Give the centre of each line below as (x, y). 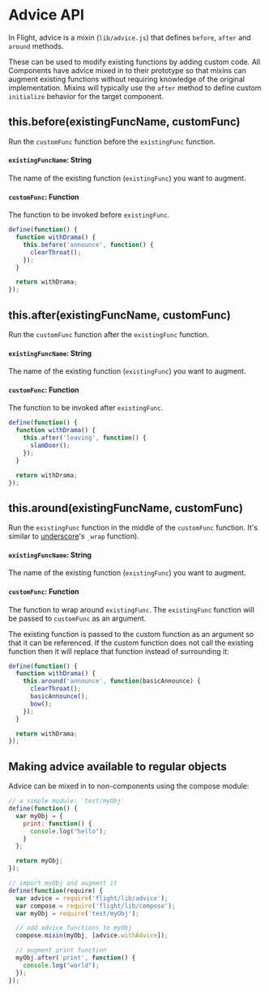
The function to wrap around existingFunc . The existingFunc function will (132, 609)
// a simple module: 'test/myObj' (67, 801)
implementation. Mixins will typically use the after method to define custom (135, 88)
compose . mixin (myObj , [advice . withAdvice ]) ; (92, 936)
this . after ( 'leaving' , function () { (85, 438)
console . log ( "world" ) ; (61, 965)
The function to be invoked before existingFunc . (89, 215)
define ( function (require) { (56, 890)
